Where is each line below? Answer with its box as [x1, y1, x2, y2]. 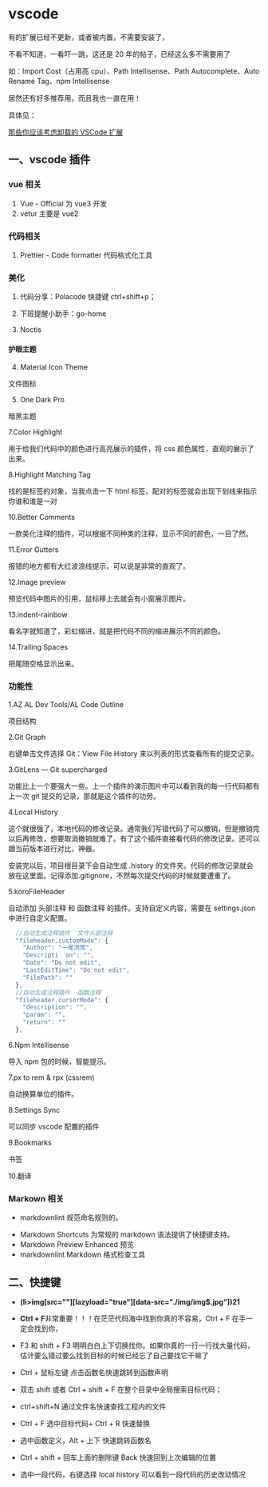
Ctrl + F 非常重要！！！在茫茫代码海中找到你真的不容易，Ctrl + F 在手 [19, 1313, 246, 1324]
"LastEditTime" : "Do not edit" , [22, 966, 130, 974]
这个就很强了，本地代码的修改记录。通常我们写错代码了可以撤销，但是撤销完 [8, 823, 260, 833]
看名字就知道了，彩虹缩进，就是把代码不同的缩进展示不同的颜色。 [8, 626, 225, 636]
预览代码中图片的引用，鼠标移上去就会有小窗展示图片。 [8, 594, 190, 604]
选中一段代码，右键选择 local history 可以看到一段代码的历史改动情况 [19, 1469, 246, 1480]
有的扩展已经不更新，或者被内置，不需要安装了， [8, 32, 169, 42]
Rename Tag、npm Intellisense [8, 76, 110, 86]
